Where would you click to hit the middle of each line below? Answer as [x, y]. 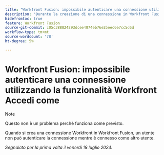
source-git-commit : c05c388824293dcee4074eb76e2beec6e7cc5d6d [70, 28]
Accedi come [32, 100]
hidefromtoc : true [24, 18]
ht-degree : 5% [20, 41]
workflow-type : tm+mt [27, 32]
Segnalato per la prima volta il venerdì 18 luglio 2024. [59, 147]
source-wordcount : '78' [29, 37]
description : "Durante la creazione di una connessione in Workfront [77, 14]
